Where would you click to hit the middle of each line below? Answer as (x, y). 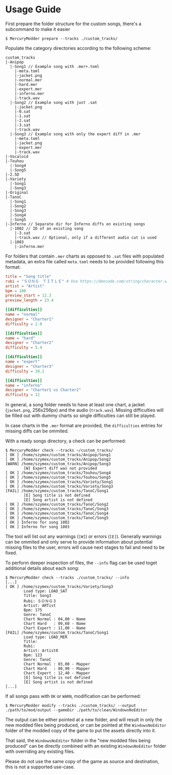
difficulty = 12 (23, 395)
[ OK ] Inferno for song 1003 (38, 527)
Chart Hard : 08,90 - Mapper (57, 669)
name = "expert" (23, 362)
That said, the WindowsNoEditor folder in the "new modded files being (78, 741)
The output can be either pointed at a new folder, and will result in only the (84, 720)
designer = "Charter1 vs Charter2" (43, 390)
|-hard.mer (26, 84)
